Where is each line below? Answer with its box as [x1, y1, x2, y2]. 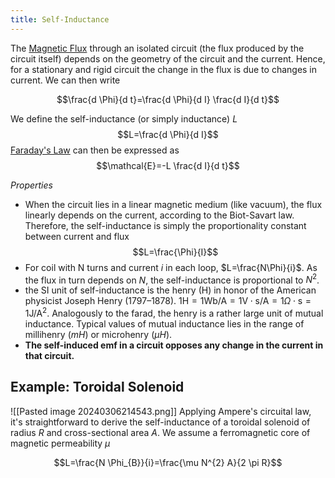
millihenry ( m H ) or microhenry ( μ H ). [24, 328, 173, 340]
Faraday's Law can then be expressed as [10, 144, 180, 156]
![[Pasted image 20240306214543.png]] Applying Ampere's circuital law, [10, 405, 312, 417]
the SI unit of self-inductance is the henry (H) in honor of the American [24, 284, 317, 296]
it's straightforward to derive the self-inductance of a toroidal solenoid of [10, 416, 311, 428]
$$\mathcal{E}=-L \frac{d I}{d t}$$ [96, 159, 240, 171]
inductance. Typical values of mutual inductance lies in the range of [24, 317, 305, 330]
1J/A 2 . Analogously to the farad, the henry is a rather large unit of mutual [24, 306, 324, 319]
